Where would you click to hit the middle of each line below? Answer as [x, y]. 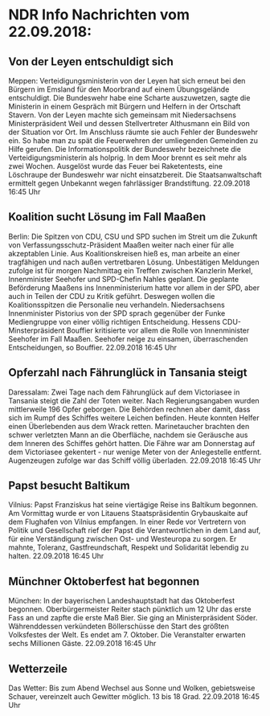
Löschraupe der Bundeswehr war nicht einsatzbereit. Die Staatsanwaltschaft [135, 175]
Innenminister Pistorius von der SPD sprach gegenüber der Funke [117, 313]
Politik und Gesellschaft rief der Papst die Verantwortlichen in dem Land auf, [135, 530]
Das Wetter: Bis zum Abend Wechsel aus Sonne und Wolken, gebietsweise [132, 688]
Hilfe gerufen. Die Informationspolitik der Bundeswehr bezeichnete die [125, 149]
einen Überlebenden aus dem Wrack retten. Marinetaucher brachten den [129, 426]
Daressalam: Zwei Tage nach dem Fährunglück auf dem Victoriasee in [124, 392]
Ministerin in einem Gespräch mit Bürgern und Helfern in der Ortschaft [125, 106]
